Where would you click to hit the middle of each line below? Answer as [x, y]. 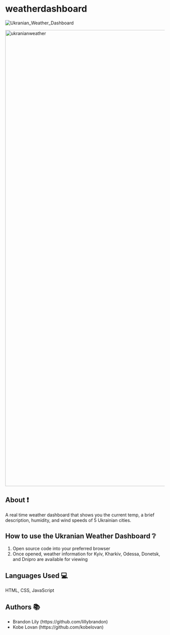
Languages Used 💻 [37, 575]
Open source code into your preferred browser [61, 548]
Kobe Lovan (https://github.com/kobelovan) [58, 627]
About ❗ [17, 500]
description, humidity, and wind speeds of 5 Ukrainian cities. [68, 520]
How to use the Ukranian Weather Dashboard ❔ [81, 536]
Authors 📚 [23, 607]
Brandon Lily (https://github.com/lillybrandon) [60, 622]
